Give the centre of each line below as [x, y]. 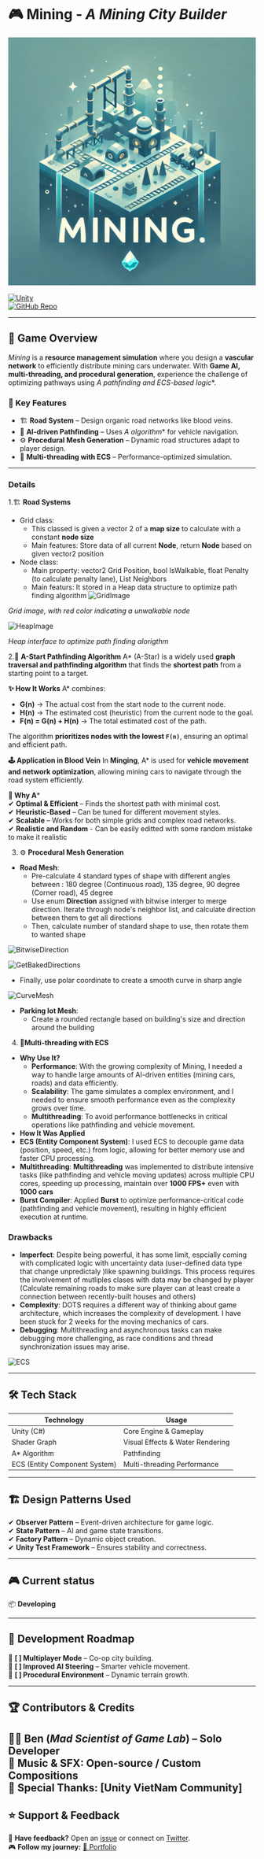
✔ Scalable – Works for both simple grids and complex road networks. [122, 820]
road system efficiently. [46, 780]
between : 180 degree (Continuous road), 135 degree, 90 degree [136, 885]
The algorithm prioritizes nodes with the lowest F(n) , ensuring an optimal [128, 737]
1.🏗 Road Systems [40, 502]
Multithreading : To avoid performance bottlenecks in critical [129, 1117]
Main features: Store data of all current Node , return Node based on [141, 545]
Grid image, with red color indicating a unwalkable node [99, 611]
